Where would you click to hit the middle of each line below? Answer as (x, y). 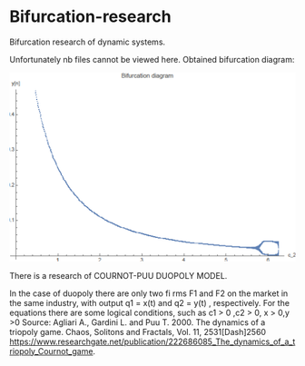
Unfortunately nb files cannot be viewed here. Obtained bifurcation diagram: (152, 59)
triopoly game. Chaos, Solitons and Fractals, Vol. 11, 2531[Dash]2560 (138, 331)
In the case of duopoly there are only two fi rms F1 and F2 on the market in (149, 293)
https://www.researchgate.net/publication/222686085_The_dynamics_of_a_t (152, 341)
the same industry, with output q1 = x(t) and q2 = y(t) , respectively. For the (150, 302)
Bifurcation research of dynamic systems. (88, 42)
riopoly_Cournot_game (51, 351)
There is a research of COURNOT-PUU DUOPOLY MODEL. (118, 275)
